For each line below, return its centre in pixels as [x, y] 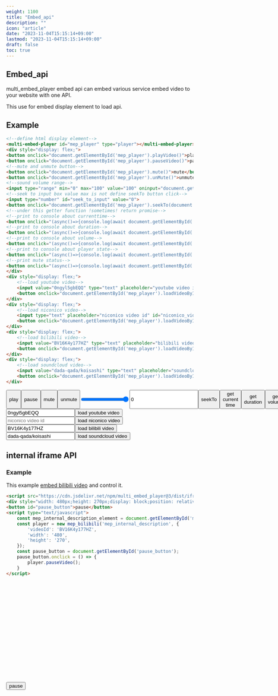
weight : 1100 [22, 12]
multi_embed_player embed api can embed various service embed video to [98, 88]
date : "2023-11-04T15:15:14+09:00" [50, 34]
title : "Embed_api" [30, 17]
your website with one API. [39, 95]
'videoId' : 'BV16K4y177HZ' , [62, 529]
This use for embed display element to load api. [64, 106]
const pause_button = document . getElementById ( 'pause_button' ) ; [98, 552]
